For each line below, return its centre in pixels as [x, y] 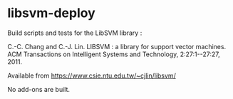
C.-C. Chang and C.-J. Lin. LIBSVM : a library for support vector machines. [117, 46]
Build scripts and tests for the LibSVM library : [75, 33]
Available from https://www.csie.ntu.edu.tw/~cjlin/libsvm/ [92, 75]
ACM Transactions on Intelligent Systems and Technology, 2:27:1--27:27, [114, 54]
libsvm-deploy [52, 13]
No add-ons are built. [38, 89]
